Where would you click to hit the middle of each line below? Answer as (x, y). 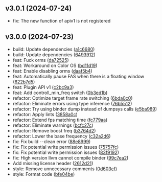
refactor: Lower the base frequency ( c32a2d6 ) (62, 136)
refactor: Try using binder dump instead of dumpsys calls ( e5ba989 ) (85, 109)
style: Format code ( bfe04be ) (44, 174)
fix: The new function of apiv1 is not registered (62, 20)
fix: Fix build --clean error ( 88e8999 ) (52, 141)
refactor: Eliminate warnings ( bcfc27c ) (53, 125)
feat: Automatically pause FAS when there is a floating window (78, 76)
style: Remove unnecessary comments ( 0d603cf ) (65, 169)
